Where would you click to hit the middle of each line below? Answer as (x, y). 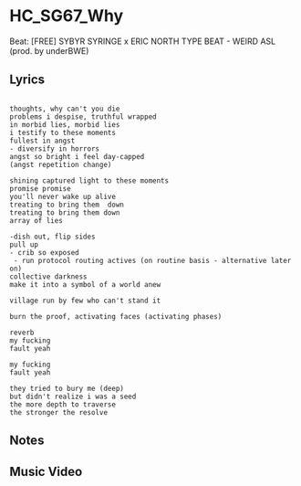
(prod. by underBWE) (49, 50)
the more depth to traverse (63, 404)
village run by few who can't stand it (85, 301)
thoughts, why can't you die (65, 109)
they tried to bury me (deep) (67, 388)
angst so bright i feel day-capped (77, 156)
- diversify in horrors (55, 148)
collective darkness (49, 276)
